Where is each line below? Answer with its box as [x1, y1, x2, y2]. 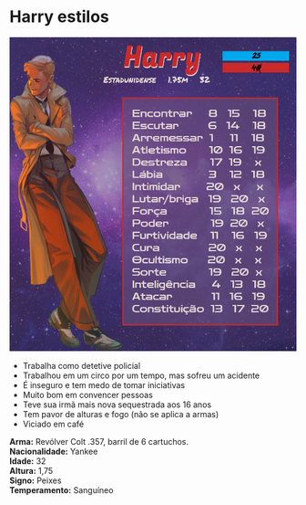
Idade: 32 [9, 455, 46, 467]
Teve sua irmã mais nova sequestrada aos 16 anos [22, 399, 212, 410]
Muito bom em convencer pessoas [22, 389, 153, 400]
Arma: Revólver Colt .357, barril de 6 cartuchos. [9, 436, 189, 447]
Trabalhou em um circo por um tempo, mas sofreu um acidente [22, 370, 260, 381]
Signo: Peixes [9, 475, 62, 486]
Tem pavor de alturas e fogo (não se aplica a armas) [22, 408, 219, 419]
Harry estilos [9, 6, 109, 27]
